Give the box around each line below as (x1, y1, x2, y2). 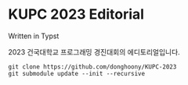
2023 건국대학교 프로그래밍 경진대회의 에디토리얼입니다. (8, 47, 180, 56)
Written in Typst (8, 31, 60, 41)
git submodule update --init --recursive (8, 69, 146, 77)
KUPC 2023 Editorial (8, 5, 145, 23)
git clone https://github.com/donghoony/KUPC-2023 (8, 62, 177, 71)
